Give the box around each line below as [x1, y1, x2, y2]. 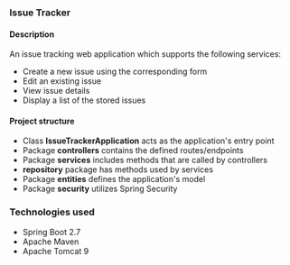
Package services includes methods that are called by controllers [22, 155, 268, 166]
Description [9, 29, 55, 40]
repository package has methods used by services [22, 164, 214, 175]
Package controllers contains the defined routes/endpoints [22, 145, 244, 156]
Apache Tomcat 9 [22, 245, 89, 256]
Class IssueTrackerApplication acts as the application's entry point [22, 135, 275, 146]
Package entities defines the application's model [22, 174, 206, 185]
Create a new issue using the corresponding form [22, 66, 208, 78]
